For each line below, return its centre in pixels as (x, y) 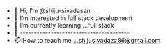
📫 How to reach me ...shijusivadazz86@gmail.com (87, 40)
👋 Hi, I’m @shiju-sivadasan (52, 11)
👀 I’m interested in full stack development (73, 18)
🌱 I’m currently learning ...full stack (64, 25)
